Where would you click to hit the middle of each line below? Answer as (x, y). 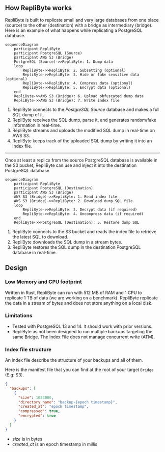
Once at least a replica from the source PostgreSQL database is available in (81, 160)
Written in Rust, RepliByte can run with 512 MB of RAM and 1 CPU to (74, 292)
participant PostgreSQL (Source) (48, 53)
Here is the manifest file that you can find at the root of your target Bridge (79, 370)
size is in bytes (27, 439)
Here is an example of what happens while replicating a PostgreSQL (74, 30)
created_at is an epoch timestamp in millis (55, 444)
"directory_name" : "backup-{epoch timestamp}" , (68, 402)
